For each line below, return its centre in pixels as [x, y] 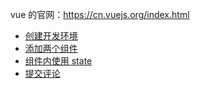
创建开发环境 [51, 36]
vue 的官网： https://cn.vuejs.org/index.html [100, 14]
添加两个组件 [51, 48]
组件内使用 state [58, 61]
